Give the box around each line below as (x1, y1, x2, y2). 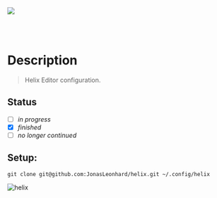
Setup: (7, 152, 37, 164)
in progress (17, 115, 51, 123)
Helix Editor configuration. (24, 76, 101, 84)
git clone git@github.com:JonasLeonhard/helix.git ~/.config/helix (7, 170, 211, 177)
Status (7, 96, 37, 108)
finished (17, 123, 42, 132)
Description (7, 52, 78, 69)
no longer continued (17, 131, 77, 139)
